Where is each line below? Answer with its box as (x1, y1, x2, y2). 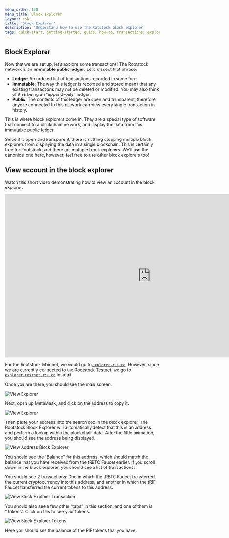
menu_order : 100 (5, 7, 38, 12)
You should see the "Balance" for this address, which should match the (5, 454, 148, 460)
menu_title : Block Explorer (5, 12, 63, 17)
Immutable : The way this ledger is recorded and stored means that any (12, 81, 156, 87)
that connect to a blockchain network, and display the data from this (5, 121, 143, 127)
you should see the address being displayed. (5, 435, 95, 441)
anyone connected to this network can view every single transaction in (12, 101, 155, 108)
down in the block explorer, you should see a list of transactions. (5, 464, 135, 470)
